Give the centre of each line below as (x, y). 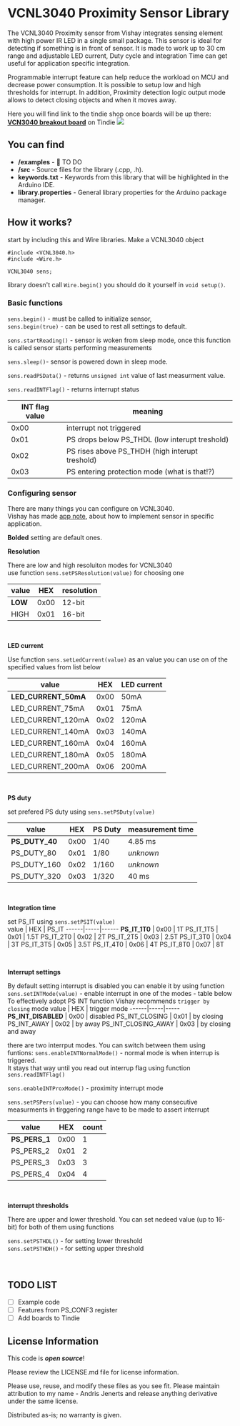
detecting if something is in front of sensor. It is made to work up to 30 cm (116, 48)
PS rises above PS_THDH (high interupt (132, 451)
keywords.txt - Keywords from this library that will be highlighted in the (123, 177)
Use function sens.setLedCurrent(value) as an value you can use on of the (118, 659)
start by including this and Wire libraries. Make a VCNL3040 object (106, 239)
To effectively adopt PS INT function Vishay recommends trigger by (109, 1001)
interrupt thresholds (38, 1206)
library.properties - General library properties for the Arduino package (122, 192)
